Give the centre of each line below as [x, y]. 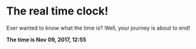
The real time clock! [57, 11]
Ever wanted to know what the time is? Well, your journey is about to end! [98, 28]
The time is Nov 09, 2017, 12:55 [46, 39]
